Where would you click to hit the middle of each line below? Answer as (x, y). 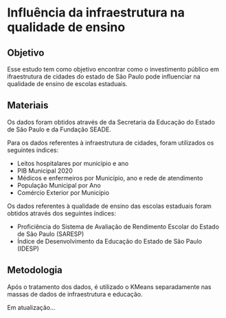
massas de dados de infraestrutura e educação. (75, 294)
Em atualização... (32, 307)
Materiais (28, 106)
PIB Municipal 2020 (45, 171)
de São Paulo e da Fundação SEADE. (59, 129)
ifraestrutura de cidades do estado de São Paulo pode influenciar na (104, 76)
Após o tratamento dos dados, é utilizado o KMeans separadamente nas (109, 286)
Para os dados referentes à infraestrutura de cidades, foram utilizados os (111, 142)
